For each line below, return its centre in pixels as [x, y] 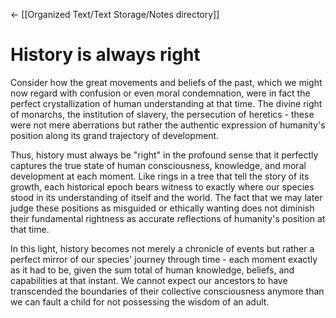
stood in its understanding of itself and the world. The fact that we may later [166, 197]
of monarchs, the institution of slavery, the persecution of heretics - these [162, 114]
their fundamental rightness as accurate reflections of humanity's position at [168, 218]
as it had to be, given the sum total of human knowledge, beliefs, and [152, 270]
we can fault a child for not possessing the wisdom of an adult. [140, 301]
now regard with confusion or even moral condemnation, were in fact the [160, 93]
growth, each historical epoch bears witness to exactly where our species [162, 186]
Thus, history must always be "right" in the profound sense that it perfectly [164, 155]
